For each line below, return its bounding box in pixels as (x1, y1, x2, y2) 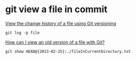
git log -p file (5, 30, 40, 35)
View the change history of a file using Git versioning (5, 20, 116, 26)
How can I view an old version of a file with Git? (5, 39, 105, 45)
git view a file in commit (5, 4, 108, 15)
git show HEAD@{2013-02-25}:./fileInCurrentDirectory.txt (5, 49, 131, 54)
